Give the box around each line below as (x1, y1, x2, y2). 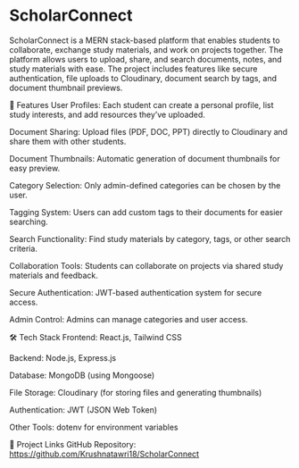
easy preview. (9, 163, 61, 173)
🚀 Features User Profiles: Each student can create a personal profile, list (9, 99, 274, 110)
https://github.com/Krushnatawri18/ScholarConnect (9, 448, 199, 459)
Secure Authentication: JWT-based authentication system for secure (9, 287, 262, 297)
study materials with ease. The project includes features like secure (9, 63, 258, 74)
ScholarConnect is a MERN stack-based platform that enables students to (9, 35, 280, 46)
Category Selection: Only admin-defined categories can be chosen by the (9, 180, 281, 190)
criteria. (9, 243, 38, 254)
